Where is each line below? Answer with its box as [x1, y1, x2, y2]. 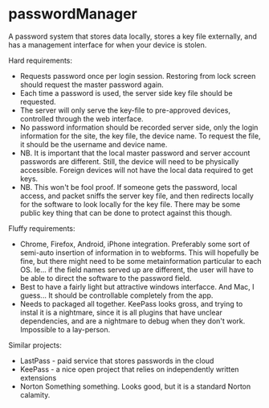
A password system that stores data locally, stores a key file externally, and [8, 31, 257, 41]
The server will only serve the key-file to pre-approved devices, [19, 105, 231, 115]
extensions [19, 373, 57, 382]
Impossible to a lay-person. [19, 324, 111, 334]
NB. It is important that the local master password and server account [19, 148, 251, 158]
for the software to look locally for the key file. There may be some [19, 199, 241, 209]
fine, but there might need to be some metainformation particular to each [19, 256, 262, 266]
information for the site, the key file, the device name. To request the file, [19, 130, 261, 141]
